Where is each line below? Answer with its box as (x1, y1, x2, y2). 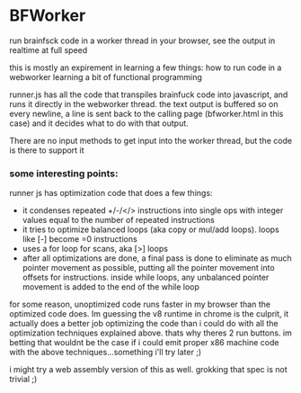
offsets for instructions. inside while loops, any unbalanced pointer (22, 272, 270, 283)
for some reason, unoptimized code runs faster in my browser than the (9, 299, 271, 310)
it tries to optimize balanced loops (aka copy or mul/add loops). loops (22, 224, 280, 235)
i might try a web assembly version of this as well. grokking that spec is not (9, 364, 288, 375)
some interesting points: (9, 167, 119, 180)
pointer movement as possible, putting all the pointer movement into (22, 263, 276, 273)
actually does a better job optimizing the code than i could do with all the (9, 318, 279, 329)
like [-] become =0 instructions (22, 234, 137, 245)
